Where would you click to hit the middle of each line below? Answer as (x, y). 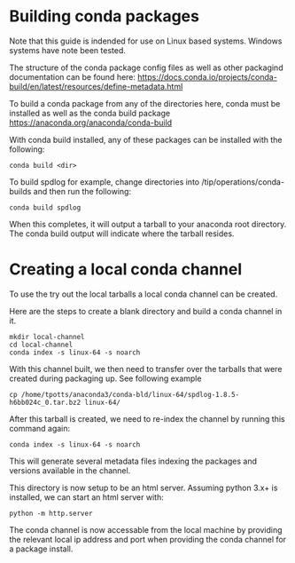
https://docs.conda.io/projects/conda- (207, 76)
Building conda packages (104, 16)
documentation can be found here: (72, 76)
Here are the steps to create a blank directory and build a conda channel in (146, 311)
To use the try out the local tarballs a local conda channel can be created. (144, 294)
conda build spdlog (45, 207)
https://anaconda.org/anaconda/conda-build (91, 123)
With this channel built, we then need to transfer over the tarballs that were (146, 369)
